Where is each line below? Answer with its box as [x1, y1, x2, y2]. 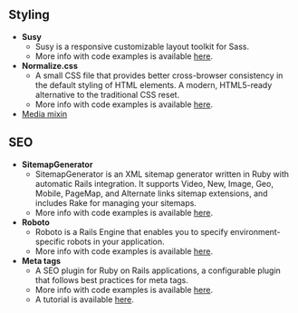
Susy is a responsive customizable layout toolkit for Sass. [34, 41, 250, 52]
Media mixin [21, 108, 68, 119]
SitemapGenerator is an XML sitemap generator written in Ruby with [34, 168, 290, 180]
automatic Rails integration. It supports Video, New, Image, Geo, [34, 178, 274, 189]
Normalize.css [21, 60, 79, 71]
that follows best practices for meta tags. [34, 274, 189, 285]
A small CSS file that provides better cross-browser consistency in [34, 70, 284, 81]
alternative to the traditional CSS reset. [34, 89, 180, 100]
